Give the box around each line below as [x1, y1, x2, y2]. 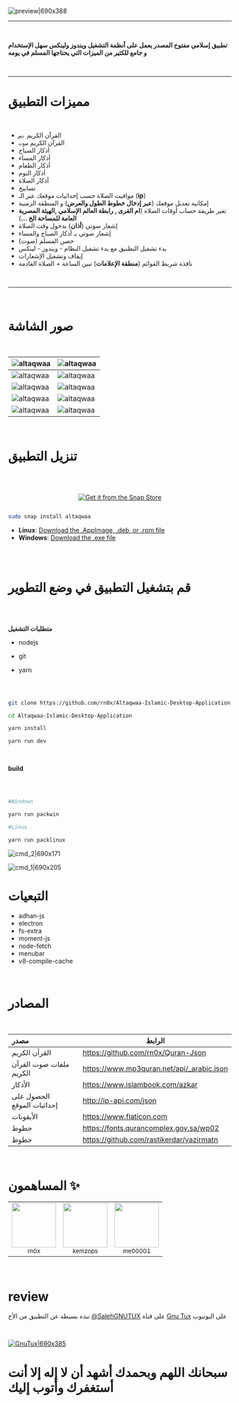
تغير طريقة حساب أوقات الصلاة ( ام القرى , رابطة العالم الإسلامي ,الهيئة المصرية [18, 206, 227, 214]
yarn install [8, 725, 47, 732]
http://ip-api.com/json [82, 1096, 157, 1106]
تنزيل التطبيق [8, 448, 77, 464]
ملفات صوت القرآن [11, 1059, 70, 1069]
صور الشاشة [8, 318, 74, 334]
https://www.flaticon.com [82, 1111, 167, 1121]
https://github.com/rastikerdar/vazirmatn [82, 1135, 218, 1145]
